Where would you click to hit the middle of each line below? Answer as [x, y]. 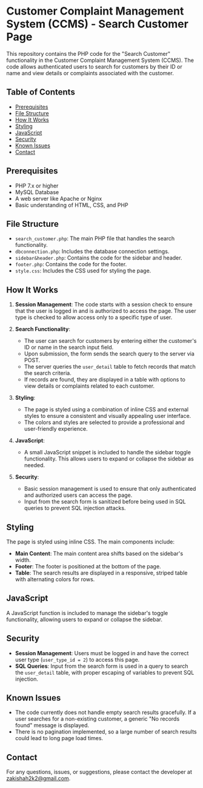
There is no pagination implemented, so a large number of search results [106, 732]
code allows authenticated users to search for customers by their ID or [95, 66]
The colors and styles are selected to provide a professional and [104, 422]
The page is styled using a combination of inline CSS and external [106, 409]
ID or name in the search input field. [69, 348]
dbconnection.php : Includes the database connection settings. [92, 251]
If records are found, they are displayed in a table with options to [105, 380]
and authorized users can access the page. [78, 495]
